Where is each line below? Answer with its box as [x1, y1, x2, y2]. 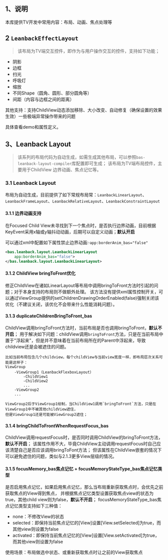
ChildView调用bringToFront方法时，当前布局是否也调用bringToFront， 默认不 [5, 324, 162, 330]
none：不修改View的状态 [12, 514, 64, 520]
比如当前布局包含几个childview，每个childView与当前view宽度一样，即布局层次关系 [5, 355, 159, 360]
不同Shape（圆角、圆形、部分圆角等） [12, 90, 92, 96]
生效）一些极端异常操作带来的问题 [5, 113, 76, 119]
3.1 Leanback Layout [5, 180, 56, 187]
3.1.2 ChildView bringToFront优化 [5, 270, 76, 276]
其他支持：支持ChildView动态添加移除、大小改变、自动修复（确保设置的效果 [5, 107, 162, 113]
